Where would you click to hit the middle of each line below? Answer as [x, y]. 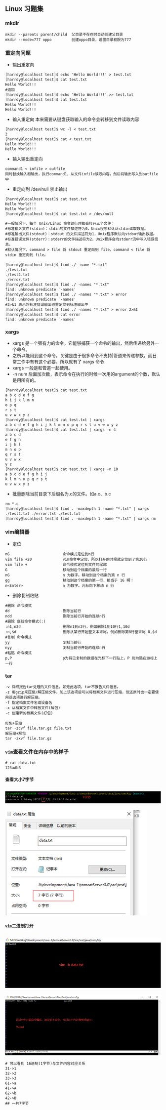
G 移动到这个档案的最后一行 [56, 570]
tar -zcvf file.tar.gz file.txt [38, 728]
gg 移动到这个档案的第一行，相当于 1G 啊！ [70, 580]
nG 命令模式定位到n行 [50, 554]
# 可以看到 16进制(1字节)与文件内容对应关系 [45, 1064]
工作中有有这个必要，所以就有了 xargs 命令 [61, 362]
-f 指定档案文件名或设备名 [29, 702]
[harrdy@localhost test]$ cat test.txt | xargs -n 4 [61, 430]
